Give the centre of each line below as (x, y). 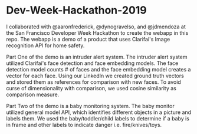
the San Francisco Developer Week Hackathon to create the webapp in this (97, 32)
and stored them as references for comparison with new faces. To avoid (93, 82)
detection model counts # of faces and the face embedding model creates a (98, 69)
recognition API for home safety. (45, 45)
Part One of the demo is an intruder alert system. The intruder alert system (97, 57)
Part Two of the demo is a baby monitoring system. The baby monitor (91, 106)
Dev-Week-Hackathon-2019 (77, 10)
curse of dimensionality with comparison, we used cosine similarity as (91, 88)
